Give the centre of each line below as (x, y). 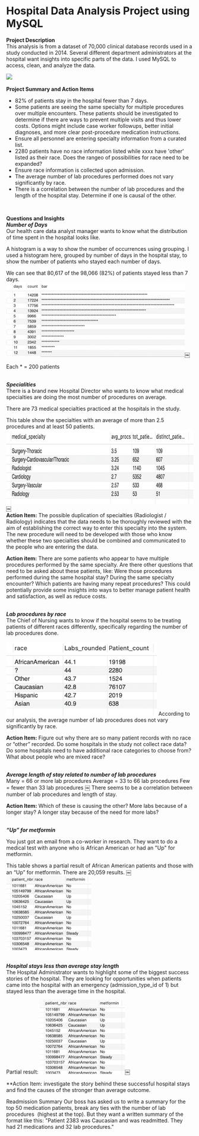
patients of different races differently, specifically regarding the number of (97, 627)
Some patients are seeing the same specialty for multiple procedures (99, 107)
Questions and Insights (35, 218)
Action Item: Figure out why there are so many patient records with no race (99, 738)
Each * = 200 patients (33, 366)
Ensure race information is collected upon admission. (80, 170)
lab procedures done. (32, 633)
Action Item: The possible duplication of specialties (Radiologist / (86, 515)
